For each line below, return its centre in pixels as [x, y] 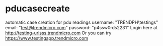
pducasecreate [38, 9]
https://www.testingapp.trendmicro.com [47, 38]
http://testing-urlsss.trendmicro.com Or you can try [58, 33]
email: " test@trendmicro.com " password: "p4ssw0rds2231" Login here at [81, 27]
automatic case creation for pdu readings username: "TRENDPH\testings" [82, 22]
